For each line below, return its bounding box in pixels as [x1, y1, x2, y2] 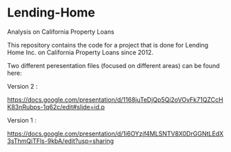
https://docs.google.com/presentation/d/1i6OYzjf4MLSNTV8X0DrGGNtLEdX [7, 129, 224, 138]
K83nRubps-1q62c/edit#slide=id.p [7, 102, 106, 111]
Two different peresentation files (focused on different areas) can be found [7, 61, 220, 69]
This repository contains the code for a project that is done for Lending [7, 41, 209, 49]
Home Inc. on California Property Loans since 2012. [7, 48, 154, 56]
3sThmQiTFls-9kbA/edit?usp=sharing [7, 136, 114, 145]
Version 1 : [7, 116, 37, 124]
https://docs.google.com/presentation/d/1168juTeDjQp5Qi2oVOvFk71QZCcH [7, 95, 223, 104]
